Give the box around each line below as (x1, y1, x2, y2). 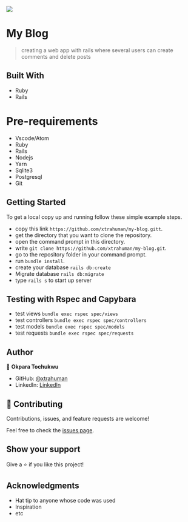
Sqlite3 (15, 167, 33, 174)
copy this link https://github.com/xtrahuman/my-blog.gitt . (15, 225, 163, 232)
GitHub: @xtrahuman (15, 375, 68, 382)
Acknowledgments (6, 481, 80, 491)
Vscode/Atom (15, 134, 50, 142)
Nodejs (15, 153, 33, 161)
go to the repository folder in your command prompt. (15, 250, 147, 258)
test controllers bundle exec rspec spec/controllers (15, 316, 147, 324)
